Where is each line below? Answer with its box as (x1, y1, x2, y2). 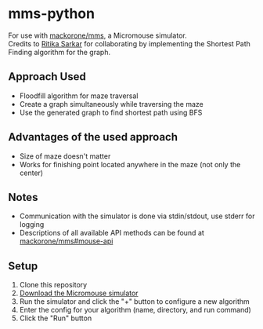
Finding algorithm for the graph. (8, 47, 111, 57)
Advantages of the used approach (8, 130, 178, 144)
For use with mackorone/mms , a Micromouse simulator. (8, 31, 187, 40)
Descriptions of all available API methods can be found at (19, 228, 205, 238)
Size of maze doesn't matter (19, 151, 111, 161)
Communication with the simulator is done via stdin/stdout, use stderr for (19, 211, 256, 221)
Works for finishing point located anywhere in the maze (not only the (19, 159, 241, 169)
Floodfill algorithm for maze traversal (19, 91, 139, 101)
